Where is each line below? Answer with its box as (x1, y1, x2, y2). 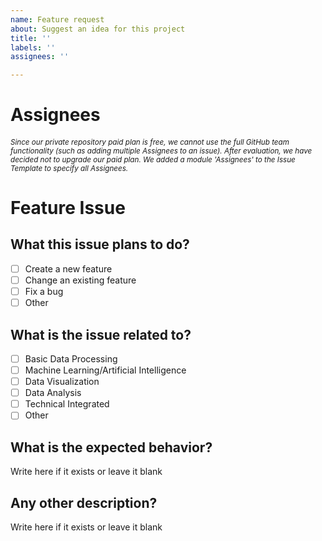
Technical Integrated (24, 398, 110, 410)
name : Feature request (10, 14, 105, 25)
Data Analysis (24, 387, 82, 399)
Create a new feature (24, 262, 113, 275)
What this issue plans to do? (10, 236, 190, 253)
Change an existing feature (24, 274, 137, 286)
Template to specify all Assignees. (10, 163, 129, 173)
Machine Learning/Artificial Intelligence (24, 364, 187, 376)
